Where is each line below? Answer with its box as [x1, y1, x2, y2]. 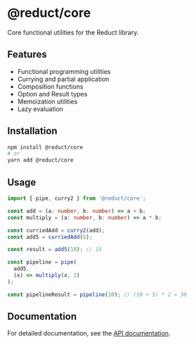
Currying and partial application [17, 75, 110, 83]
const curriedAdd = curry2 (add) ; [7, 227, 105, 234]
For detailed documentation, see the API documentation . [7, 329, 171, 338]
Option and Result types [17, 89, 88, 98]
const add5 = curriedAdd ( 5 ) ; [7, 234, 93, 241]
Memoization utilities [17, 97, 78, 106]
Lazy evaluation [17, 104, 63, 113]
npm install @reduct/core [7, 144, 83, 151]
